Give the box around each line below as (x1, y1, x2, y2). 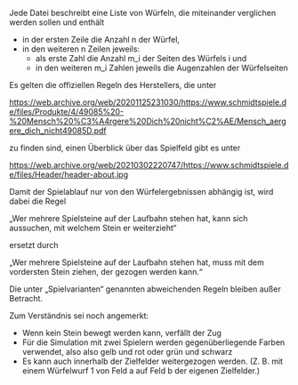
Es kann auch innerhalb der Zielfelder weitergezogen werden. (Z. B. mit (21, 356, 283, 366)
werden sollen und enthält (9, 17, 105, 28)
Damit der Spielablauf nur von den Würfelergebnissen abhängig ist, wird (9, 187, 274, 197)
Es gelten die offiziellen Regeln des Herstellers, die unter (9, 80, 217, 90)
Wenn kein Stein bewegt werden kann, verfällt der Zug (21, 328, 222, 338)
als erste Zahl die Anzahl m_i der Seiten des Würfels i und (35, 53, 247, 63)
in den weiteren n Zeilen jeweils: (21, 44, 141, 54)
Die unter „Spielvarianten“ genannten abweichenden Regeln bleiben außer (9, 284, 282, 294)
